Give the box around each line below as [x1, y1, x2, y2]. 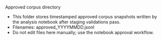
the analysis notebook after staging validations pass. [12, 19, 121, 25]
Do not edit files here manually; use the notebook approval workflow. [12, 30, 154, 35]
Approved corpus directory [5, 4, 61, 10]
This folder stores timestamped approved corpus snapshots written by [12, 14, 158, 19]
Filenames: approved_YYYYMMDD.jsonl [12, 24, 95, 30]
